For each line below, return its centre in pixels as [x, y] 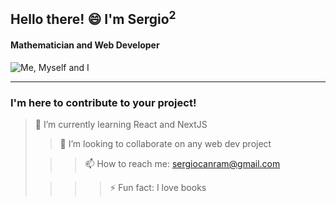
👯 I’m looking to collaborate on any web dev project [165, 143]
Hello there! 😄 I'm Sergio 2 [93, 18]
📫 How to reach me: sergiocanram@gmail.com [182, 163]
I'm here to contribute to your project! [103, 102]
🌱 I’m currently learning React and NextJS [121, 124]
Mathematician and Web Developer [85, 45]
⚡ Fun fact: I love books [158, 187]
